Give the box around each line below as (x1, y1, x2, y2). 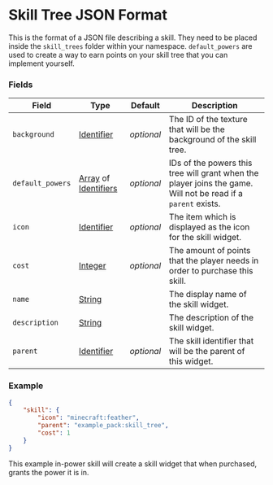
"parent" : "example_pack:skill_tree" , (37, 422, 169, 430)
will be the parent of (169, 346, 245, 357)
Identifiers (78, 183, 118, 194)
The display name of (169, 289, 247, 300)
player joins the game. (169, 177, 253, 189)
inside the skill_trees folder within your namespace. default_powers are (8, 41, 253, 50)
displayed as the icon (169, 221, 250, 233)
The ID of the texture (169, 114, 248, 125)
